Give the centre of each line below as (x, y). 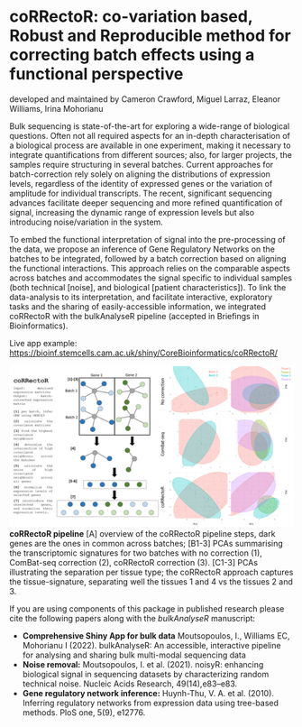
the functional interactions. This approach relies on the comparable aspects (150, 268)
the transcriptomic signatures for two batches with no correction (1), (136, 553)
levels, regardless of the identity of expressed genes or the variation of (141, 183)
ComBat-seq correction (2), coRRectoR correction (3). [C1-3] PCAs (134, 563)
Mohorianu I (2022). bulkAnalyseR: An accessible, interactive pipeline (151, 646)
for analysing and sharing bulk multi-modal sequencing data (134, 655)
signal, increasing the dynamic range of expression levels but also (132, 212)
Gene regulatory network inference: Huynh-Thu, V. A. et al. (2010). (148, 694)
